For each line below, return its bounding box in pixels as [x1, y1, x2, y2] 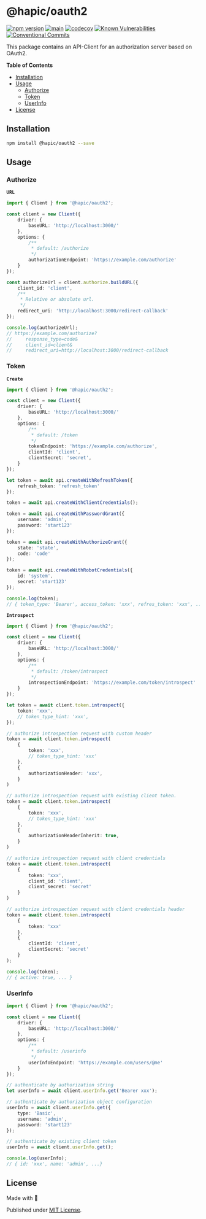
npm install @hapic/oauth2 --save [6, 140, 95, 146]
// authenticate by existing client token [6, 1139, 116, 1145]
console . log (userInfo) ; [6, 1155, 67, 1161]
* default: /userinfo [31, 1048, 86, 1055]
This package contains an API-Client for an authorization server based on [6, 43, 192, 50]
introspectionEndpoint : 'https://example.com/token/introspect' [28, 679, 196, 686]
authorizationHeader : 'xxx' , [28, 770, 103, 776]
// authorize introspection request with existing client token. [6, 793, 177, 799]
